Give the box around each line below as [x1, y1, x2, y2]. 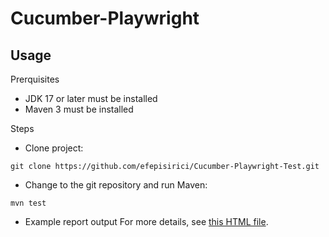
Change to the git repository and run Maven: [24, 179, 208, 191]
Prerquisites [10, 73, 60, 85]
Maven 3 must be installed [24, 103, 134, 115]
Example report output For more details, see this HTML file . [24, 216, 269, 227]
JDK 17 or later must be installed [24, 93, 158, 104]
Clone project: [24, 142, 84, 154]
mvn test [10, 198, 47, 208]
